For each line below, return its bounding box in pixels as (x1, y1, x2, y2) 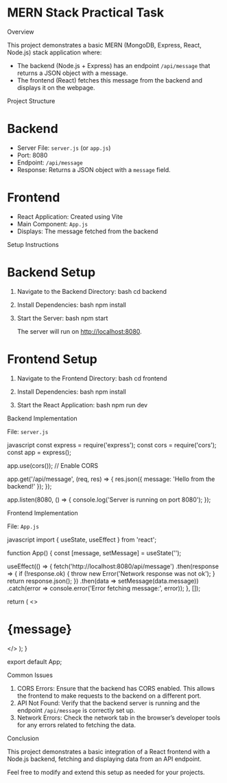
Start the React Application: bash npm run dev (16, 400, 148, 409)
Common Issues (7, 671, 53, 679)
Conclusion (7, 734, 40, 742)
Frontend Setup (7, 351, 97, 367)
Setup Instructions (7, 240, 60, 248)
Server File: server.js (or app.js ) (16, 143, 111, 152)
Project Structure (7, 96, 56, 105)
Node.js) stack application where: (7, 48, 102, 56)
